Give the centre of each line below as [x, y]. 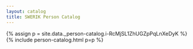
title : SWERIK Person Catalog [43, 17]
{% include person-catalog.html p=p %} [55, 40]
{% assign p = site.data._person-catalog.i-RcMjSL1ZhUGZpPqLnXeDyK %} [97, 33]
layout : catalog [26, 11]
